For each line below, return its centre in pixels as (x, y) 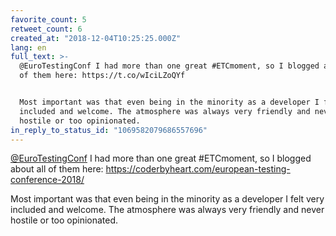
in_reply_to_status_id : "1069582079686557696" (109, 130)
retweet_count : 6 (46, 29)
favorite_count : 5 (48, 19)
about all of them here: (57, 169)
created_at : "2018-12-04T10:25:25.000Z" (96, 38)
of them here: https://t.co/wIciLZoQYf (102, 76)
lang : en (28, 47)
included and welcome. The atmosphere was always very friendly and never (167, 210)
